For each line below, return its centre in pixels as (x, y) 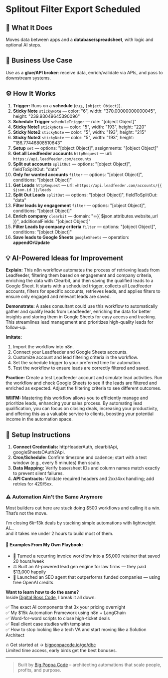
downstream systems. (28, 78)
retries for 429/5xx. (33, 484)
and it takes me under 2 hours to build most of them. (60, 533)
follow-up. (16, 327)
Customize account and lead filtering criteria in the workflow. (76, 357)
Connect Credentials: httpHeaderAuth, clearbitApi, (66, 447)
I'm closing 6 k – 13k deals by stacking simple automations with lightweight (81, 523)
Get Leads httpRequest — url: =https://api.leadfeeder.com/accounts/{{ (87, 185)
